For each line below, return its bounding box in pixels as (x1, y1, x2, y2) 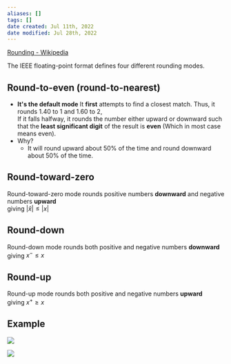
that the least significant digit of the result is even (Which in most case (17, 122, 221, 131)
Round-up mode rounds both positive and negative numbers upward (7, 289, 203, 298)
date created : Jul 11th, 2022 (7, 23, 94, 30)
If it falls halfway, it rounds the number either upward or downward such (17, 115, 223, 123)
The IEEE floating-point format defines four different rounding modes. (7, 61, 205, 70)
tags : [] (7, 17, 32, 23)
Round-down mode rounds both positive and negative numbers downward (7, 242, 220, 251)
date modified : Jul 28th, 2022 (7, 29, 97, 37)
